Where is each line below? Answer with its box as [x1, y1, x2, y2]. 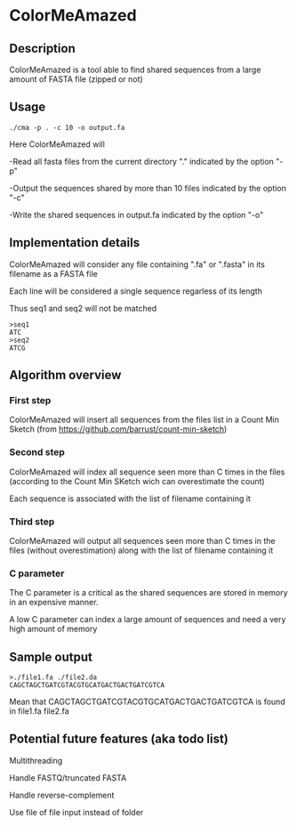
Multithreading [9, 755, 63, 765]
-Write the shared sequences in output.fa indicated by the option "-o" [9, 209, 264, 220]
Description [9, 41, 76, 56]
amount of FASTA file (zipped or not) [9, 74, 144, 85]
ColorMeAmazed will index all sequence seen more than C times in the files [9, 466, 285, 477]
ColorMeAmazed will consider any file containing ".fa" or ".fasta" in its [9, 259, 265, 270]
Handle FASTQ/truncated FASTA [9, 772, 127, 783]
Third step [9, 515, 55, 528]
